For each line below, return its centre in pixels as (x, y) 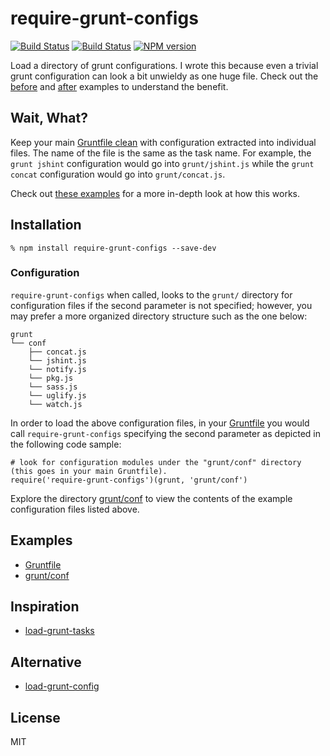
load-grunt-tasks (59, 631)
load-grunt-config (62, 686)
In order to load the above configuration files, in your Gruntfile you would (160, 423)
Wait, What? (49, 118)
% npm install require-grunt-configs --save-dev (113, 248)
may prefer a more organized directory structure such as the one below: (159, 316)
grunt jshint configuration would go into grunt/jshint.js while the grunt (162, 163)
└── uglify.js (57, 395)
